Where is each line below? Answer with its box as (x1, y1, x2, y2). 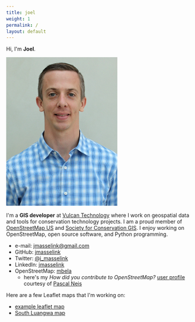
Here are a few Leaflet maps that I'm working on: (6, 292, 126, 299)
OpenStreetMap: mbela (14, 267, 72, 274)
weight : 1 (6, 15, 31, 22)
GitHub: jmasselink (14, 248, 61, 255)
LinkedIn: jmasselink (14, 261, 65, 269)
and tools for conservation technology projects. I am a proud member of (6, 218, 183, 225)
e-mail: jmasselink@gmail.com (14, 242, 90, 250)
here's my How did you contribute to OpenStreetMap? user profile (23, 274, 186, 281)
